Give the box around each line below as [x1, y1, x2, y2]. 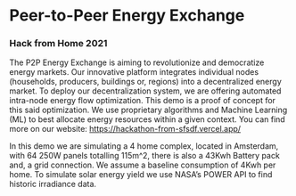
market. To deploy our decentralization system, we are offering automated [9, 86, 282, 96]
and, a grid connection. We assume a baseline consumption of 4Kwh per [9, 159, 276, 170]
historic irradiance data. [9, 179, 96, 190]
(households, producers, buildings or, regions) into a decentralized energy [9, 77, 283, 87]
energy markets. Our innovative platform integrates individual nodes [9, 67, 259, 78]
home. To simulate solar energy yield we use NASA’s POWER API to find [9, 169, 273, 180]
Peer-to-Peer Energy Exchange [9, 5, 245, 26]
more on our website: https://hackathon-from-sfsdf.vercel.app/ [9, 124, 242, 135]
